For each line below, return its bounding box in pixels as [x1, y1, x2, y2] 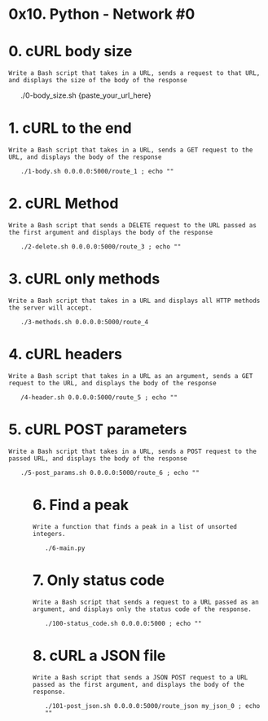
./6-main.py [44, 543, 86, 552]
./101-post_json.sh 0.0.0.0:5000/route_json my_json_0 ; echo [44, 701, 261, 710]
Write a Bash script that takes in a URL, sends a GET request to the [8, 146, 253, 155]
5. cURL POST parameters [8, 420, 187, 439]
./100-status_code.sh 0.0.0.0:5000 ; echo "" [44, 619, 202, 627]
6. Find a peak [32, 496, 129, 514]
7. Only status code [32, 571, 165, 589]
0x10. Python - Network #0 [8, 5, 196, 24]
